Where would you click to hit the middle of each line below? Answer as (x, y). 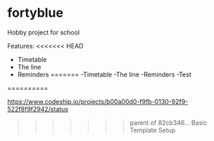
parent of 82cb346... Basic (169, 122)
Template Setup (153, 130)
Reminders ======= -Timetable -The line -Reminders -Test (104, 74)
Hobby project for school (43, 32)
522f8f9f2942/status (38, 109)
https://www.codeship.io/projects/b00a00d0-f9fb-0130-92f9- (98, 101)
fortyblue (35, 13)
